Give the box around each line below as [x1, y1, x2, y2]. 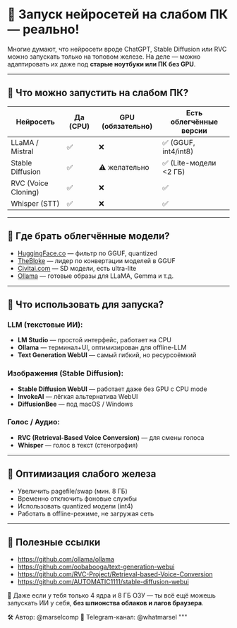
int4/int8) [162, 146, 194, 156]
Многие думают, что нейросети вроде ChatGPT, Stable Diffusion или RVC [7, 45, 227, 53]
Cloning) [11, 187, 39, 197]
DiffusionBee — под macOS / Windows [17, 400, 133, 408]
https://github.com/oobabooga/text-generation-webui [17, 562, 175, 571]
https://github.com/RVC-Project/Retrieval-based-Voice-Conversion [17, 570, 213, 578]
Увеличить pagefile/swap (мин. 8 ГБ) [17, 487, 128, 495]
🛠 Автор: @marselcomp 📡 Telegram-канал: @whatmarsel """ [7, 613, 188, 622]
